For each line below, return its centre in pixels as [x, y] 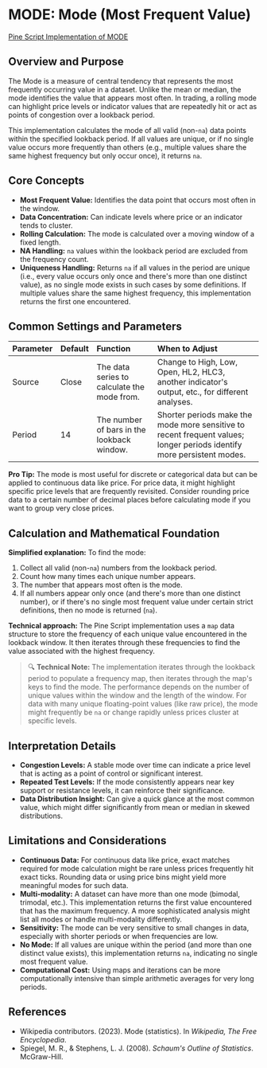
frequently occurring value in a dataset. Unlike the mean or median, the [125, 89]
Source [26, 382]
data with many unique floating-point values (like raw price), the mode [143, 704]
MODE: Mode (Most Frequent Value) [130, 15]
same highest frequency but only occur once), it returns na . [105, 155]
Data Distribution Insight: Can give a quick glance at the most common [137, 799]
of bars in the [121, 430]
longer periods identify [200, 445]
